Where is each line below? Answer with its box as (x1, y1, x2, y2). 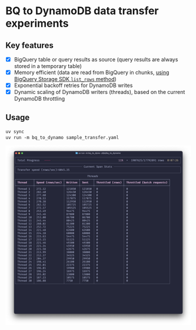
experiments (5, 17, 69, 30)
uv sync (5, 129, 25, 135)
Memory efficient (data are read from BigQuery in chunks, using (14, 69, 170, 76)
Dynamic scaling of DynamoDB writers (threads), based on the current (14, 89, 185, 96)
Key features (5, 40, 54, 50)
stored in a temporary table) (14, 63, 82, 70)
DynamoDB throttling (14, 95, 65, 102)
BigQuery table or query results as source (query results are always (14, 56, 178, 63)
